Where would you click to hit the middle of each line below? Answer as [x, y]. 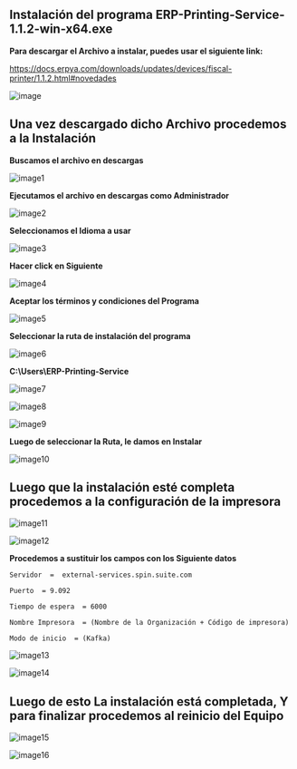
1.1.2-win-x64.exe [61, 29]
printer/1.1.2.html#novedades [63, 78]
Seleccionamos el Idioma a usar [70, 230]
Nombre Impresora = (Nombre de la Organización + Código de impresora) [149, 623]
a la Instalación [53, 138]
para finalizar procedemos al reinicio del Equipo [147, 715]
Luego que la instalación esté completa [122, 487]
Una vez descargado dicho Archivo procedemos [148, 125]
